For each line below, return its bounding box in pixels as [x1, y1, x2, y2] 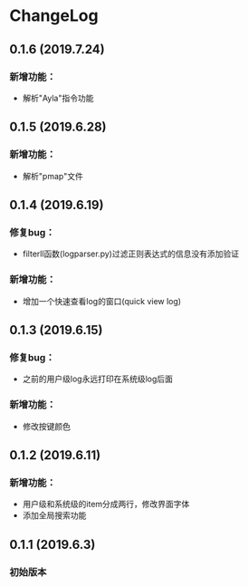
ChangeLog [9, 5, 99, 26]
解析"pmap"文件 [22, 170, 83, 181]
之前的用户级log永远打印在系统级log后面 [22, 373, 174, 385]
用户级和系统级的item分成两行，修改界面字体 [22, 499, 190, 510]
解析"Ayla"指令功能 [22, 92, 94, 103]
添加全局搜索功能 [22, 510, 87, 521]
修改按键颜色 [22, 420, 71, 431]
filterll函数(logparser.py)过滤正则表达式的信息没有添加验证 [22, 248, 240, 259]
